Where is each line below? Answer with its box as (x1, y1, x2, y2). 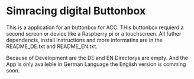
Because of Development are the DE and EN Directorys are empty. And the (6, 54, 188, 61)
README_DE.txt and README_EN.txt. (6, 43, 98, 50)
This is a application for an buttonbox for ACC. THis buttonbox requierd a (6, 24, 185, 31)
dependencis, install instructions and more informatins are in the (6, 36, 163, 43)
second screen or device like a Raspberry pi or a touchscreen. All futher (6, 30, 182, 37)
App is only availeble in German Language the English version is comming (6, 61, 186, 68)
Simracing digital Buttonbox (6, 4, 146, 18)
